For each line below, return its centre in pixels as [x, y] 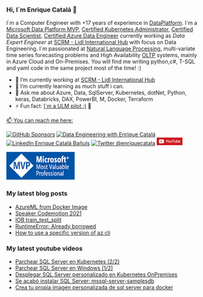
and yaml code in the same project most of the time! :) [74, 68]
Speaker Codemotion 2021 [48, 213]
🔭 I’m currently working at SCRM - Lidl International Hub [85, 80]
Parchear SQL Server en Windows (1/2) [64, 268]
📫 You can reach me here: [40, 120]
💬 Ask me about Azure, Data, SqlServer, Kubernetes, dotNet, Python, [101, 93]
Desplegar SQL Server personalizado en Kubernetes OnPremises [96, 274]
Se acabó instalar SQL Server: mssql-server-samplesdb [85, 281]
